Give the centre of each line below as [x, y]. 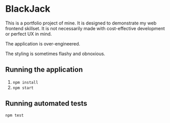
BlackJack [28, 9]
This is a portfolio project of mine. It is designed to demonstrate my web [81, 23]
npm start [23, 88]
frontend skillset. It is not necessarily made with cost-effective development [85, 28]
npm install [25, 82]
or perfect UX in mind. [29, 34]
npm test [15, 115]
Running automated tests [46, 103]
